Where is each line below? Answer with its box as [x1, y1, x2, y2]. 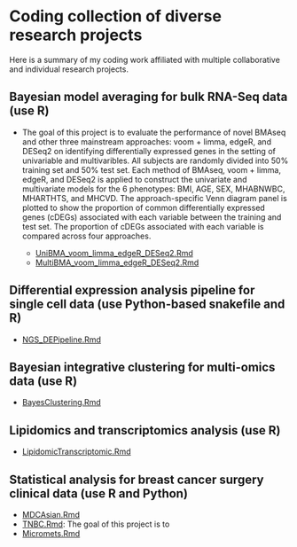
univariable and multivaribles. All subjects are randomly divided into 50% [21, 155, 289, 166]
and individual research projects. [9, 64, 129, 74]
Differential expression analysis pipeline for [9, 283, 255, 298]
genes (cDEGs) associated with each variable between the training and [21, 211, 282, 223]
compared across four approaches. [21, 231, 152, 241]
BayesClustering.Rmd [21, 397, 102, 408]
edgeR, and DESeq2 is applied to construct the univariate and [21, 174, 247, 184]
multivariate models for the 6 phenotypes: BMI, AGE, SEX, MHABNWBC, [21, 184, 285, 194]
